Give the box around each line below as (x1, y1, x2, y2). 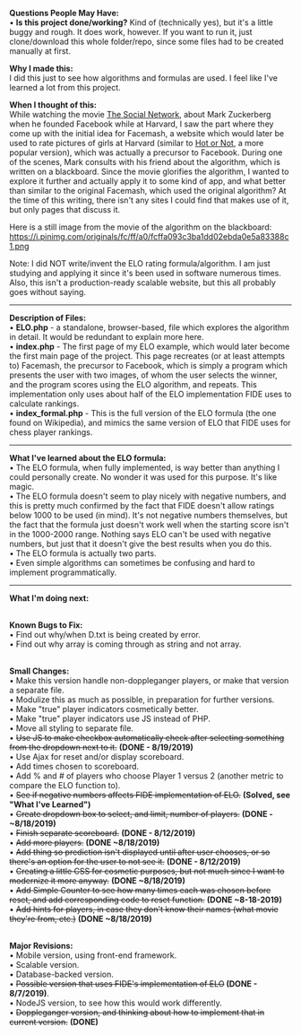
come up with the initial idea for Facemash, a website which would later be (9, 128, 285, 138)
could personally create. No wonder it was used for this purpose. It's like (9, 472, 278, 483)
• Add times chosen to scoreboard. (9, 761, 140, 771)
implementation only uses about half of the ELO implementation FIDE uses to (9, 389, 293, 399)
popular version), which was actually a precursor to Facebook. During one (9, 147, 283, 158)
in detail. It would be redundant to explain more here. (9, 332, 204, 342)
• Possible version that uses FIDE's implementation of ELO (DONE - (9, 978, 258, 989)
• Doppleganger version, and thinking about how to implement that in (9, 1007, 265, 1017)
